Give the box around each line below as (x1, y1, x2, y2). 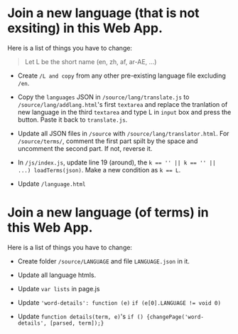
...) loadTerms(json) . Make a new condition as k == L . (17, 165, 181, 174)
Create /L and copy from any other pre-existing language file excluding (17, 71, 226, 80)
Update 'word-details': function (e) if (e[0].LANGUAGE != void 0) (17, 298, 222, 307)
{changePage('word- (146, 313, 205, 320)
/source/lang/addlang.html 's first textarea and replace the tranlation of (17, 100, 228, 108)
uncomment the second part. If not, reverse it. (17, 144, 153, 152)
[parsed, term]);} (49, 319, 104, 327)
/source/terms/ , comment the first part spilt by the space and (17, 137, 198, 145)
